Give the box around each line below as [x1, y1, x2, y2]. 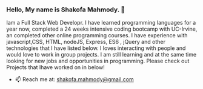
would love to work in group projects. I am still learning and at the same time [6, 51, 197, 58]
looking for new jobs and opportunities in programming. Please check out [6, 57, 190, 65]
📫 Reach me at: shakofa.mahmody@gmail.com [15, 76, 135, 83]
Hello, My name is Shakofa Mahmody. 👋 [6, 5, 125, 14]
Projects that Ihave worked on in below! [6, 64, 105, 71]
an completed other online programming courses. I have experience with [6, 32, 188, 39]
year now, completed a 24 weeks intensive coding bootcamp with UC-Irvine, [6, 25, 198, 32]
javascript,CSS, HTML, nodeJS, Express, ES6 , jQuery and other [6, 38, 165, 46]
